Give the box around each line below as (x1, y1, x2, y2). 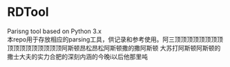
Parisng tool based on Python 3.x (7, 27, 102, 35)
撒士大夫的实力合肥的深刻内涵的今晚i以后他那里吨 (7, 52, 148, 61)
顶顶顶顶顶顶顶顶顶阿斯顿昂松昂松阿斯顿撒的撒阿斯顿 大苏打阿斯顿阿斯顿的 (7, 44, 221, 52)
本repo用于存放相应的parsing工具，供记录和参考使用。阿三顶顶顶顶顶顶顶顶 (7, 35, 223, 44)
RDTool (7, 4, 50, 20)
